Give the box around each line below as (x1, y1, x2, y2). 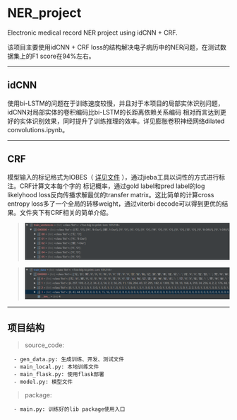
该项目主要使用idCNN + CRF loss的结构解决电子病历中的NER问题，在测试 (7, 42, 221, 51)
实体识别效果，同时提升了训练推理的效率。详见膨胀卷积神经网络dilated (19, 117, 225, 125)
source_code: (24, 341, 65, 349)
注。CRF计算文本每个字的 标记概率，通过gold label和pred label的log (7, 182, 205, 190)
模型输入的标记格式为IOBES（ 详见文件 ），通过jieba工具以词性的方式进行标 (7, 173, 226, 181)
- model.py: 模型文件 (13, 378, 73, 386)
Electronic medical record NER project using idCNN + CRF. (7, 28, 178, 37)
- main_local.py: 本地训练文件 (13, 363, 99, 371)
